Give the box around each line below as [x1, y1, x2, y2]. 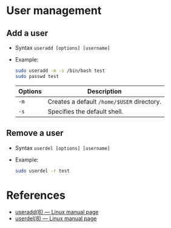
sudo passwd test [15, 73, 59, 79]
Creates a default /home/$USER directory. [47, 97, 162, 105]
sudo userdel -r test [15, 168, 70, 174]
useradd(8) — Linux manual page [15, 208, 99, 216]
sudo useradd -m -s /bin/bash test [15, 68, 106, 74]
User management [6, 4, 102, 18]
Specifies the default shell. [47, 107, 123, 116]
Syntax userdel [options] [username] [15, 144, 110, 151]
